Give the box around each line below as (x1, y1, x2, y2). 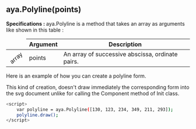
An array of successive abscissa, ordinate (63, 50, 178, 58)
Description (108, 40, 142, 48)
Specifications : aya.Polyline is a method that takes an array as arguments (6, 20, 185, 27)
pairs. (63, 57, 79, 65)
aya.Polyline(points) (6, 5, 82, 15)
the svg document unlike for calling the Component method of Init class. (6, 90, 180, 97)
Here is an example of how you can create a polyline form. (6, 72, 146, 79)
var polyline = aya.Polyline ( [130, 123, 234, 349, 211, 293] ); (16, 106, 174, 113)
